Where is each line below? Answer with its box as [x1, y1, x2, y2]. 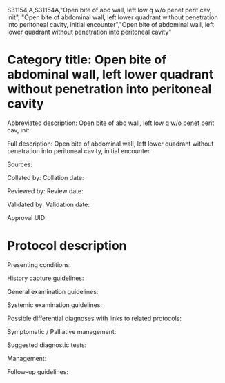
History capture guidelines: [7, 274, 84, 282]
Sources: [7, 160, 33, 168]
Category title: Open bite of [7, 52, 167, 68]
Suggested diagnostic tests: [7, 341, 87, 349]
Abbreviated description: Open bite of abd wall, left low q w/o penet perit [7, 119, 215, 127]
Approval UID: [7, 213, 47, 222]
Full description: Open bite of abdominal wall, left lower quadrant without [7, 139, 214, 148]
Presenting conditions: [7, 260, 71, 268]
